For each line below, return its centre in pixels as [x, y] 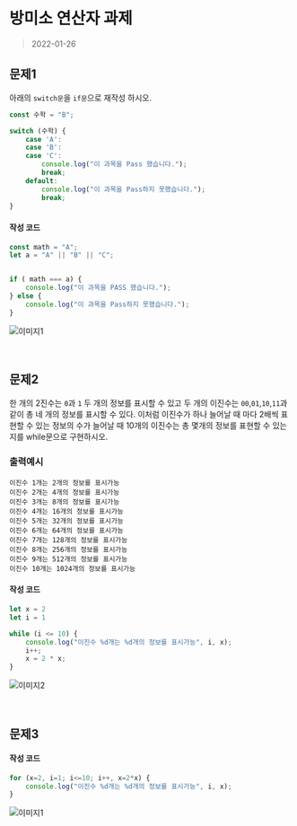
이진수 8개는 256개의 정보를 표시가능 [69, 549]
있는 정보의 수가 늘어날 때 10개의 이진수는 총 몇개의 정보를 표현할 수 [153, 425]
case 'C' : [44, 156]
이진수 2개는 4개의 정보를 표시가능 [65, 492]
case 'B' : [44, 148]
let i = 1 [28, 617]
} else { [26, 296]
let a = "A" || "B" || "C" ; [62, 255]
